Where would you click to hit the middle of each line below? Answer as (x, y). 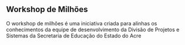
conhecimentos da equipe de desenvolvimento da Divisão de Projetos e (93, 29)
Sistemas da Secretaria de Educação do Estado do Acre (74, 35)
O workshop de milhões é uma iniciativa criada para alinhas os (82, 23)
